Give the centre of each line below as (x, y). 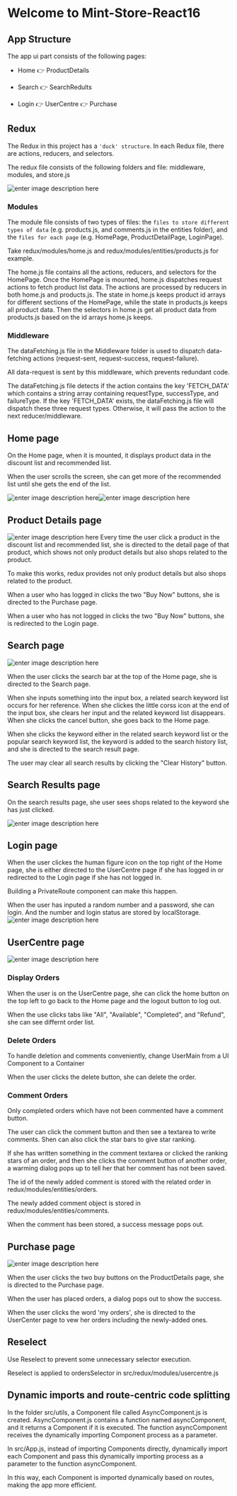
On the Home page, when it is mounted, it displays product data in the (109, 455)
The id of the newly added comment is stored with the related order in (109, 1182)
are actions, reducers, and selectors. (61, 153)
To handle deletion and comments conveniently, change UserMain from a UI (118, 1056)
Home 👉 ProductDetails (53, 70)
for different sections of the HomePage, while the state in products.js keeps (117, 302)
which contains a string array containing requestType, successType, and (113, 394)
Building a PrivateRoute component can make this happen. (93, 891)
